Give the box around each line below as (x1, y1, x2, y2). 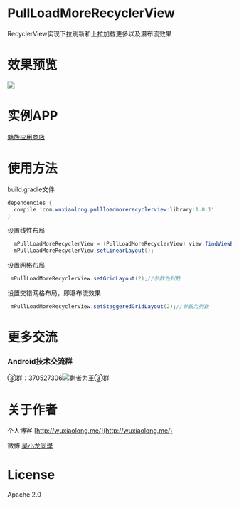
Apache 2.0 (7, 490, 41, 499)
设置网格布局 (7, 261, 45, 270)
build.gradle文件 (7, 185, 55, 194)
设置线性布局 (7, 226, 45, 235)
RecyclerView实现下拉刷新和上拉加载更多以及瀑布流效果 (7, 29, 172, 38)
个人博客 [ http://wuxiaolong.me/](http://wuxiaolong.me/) (7, 426, 173, 435)
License (7, 467, 55, 483)
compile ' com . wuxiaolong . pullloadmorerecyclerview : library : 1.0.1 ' (14, 206, 215, 213)
